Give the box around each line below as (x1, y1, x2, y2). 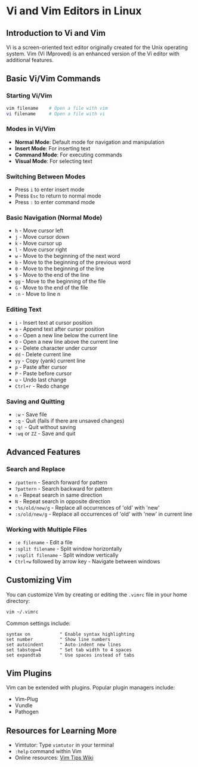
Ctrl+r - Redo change (14, 382, 70, 389)
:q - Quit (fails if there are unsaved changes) (14, 417, 125, 424)
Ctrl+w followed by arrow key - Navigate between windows (14, 557, 160, 565)
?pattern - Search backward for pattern (14, 485, 113, 492)
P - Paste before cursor (14, 369, 72, 377)
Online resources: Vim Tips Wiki (14, 754, 94, 762)
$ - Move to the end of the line (14, 272, 89, 279)
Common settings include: (6, 620, 71, 627)
